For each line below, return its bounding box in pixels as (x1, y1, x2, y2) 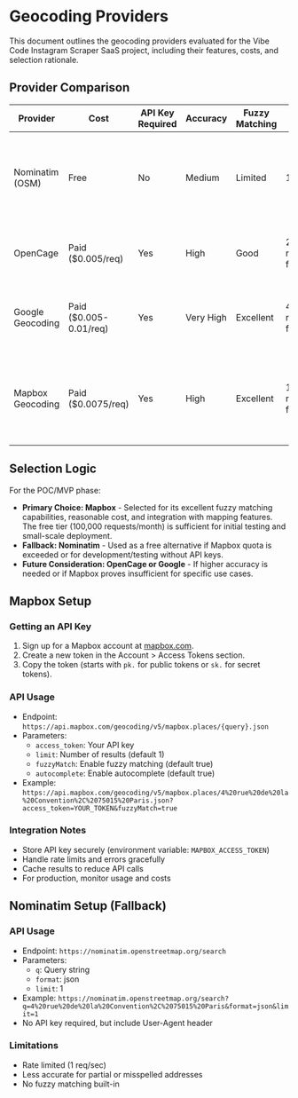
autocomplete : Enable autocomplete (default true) (35, 768, 216, 778)
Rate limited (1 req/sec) (21, 1059, 106, 1070)
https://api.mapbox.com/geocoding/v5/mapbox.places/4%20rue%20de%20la (21, 788, 289, 797)
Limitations (9, 1039, 59, 1052)
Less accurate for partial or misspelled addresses (21, 1069, 203, 1079)
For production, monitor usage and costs (21, 873, 171, 883)
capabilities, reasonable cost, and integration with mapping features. (21, 511, 273, 522)
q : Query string (35, 964, 90, 975)
